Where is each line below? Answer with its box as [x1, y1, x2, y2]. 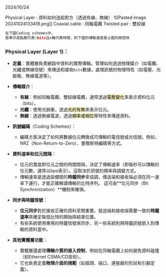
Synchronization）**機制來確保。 [19, 187, 88, 193]
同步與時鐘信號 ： [12, 197, 48, 203]
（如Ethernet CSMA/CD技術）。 [19, 254, 83, 260]
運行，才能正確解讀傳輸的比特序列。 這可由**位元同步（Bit [28, 180, 149, 186]
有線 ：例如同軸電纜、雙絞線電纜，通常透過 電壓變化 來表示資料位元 [19, 94, 155, 100]
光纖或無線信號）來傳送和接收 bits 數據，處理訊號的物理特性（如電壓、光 [12, 67, 161, 73]
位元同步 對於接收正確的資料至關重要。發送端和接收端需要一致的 [19, 208, 151, 214]
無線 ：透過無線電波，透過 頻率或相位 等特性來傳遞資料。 [19, 113, 133, 119]
